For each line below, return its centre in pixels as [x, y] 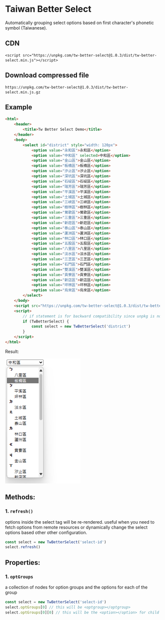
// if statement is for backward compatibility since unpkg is [89, 316]
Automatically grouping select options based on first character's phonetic [80, 23]
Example [19, 107]
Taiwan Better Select [48, 9]
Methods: [20, 497]
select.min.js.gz [23, 92]
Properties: [23, 562]
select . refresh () [23, 547]
